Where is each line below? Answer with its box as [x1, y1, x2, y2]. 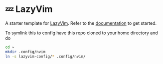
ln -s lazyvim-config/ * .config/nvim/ [5, 54, 86, 59]
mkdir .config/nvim [5, 49, 46, 54]
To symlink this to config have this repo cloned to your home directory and [5, 30, 158, 36]
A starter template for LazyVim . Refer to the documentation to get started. [5, 20, 157, 26]
